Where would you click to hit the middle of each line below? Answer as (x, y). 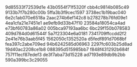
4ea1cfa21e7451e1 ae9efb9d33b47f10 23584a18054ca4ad (65, 23)
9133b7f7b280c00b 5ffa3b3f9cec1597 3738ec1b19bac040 (66, 12)
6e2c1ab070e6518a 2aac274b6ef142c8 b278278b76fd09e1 (66, 18)
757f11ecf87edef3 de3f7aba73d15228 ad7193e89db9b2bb (65, 55)
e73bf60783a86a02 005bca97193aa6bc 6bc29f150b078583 (68, 28)
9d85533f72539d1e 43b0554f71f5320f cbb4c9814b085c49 (67, 7)
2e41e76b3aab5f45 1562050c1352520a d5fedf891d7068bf (66, 39)
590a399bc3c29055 (26, 60)
